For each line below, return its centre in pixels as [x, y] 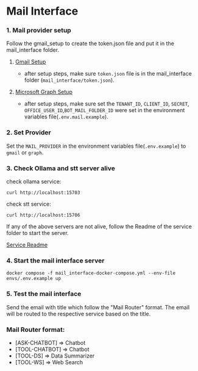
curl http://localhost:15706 [43, 215]
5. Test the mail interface [44, 294]
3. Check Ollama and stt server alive [61, 168]
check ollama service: [34, 182]
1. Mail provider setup [39, 31]
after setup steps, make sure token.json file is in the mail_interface [108, 74]
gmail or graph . [25, 152]
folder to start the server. [37, 233]
